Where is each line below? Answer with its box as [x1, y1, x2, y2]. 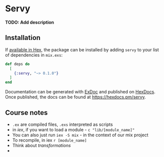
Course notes [5, 108, 48, 117]
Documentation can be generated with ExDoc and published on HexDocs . [5, 89, 156, 95]
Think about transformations [12, 142, 71, 148]
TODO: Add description [5, 19, 55, 25]
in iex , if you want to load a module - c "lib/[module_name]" [12, 126, 135, 132]
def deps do [5, 61, 30, 67]
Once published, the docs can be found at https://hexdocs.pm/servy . [5, 94, 146, 100]
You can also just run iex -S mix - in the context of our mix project [12, 132, 149, 138]
